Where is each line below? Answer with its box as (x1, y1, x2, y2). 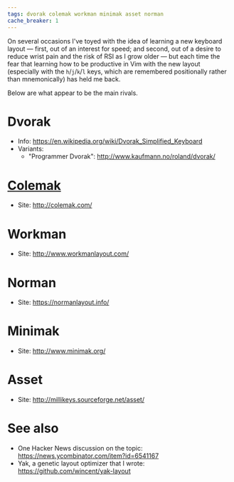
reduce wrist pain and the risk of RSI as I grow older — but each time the (7, 51, 220, 61)
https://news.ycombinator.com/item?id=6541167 (17, 451, 159, 461)
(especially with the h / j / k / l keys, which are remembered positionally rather (7, 67, 227, 76)
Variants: (17, 144, 44, 154)
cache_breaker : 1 (7, 17, 59, 24)
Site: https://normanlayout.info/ (17, 298, 110, 307)
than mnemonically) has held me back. (7, 74, 121, 83)
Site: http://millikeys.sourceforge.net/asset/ (17, 396, 144, 404)
